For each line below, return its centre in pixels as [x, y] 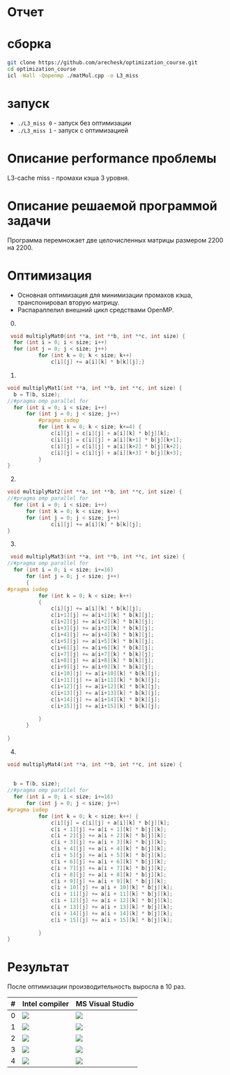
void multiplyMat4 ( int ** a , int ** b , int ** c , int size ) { [95, 764]
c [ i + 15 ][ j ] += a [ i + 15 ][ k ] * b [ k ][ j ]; [106, 706]
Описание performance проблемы [112, 158]
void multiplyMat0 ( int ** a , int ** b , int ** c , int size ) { [98, 336]
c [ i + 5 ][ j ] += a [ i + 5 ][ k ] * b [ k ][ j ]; [103, 641]
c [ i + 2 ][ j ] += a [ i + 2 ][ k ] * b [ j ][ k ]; [109, 836]
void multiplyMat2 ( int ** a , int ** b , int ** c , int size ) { [95, 492]
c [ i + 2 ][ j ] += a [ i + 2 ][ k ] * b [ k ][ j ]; [103, 622]
